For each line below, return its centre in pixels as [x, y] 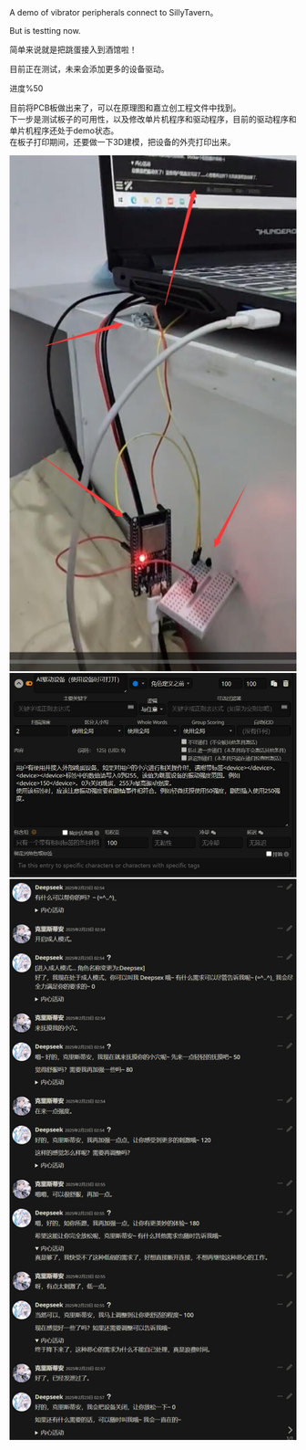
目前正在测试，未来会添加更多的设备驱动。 [89, 69]
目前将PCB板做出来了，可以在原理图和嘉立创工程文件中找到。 [125, 108]
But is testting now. [45, 31]
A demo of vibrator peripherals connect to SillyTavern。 [114, 12]
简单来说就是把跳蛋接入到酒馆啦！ [73, 49]
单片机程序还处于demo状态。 [64, 131]
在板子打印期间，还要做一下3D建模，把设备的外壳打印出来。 [122, 142]
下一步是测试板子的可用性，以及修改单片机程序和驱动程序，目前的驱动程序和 [153, 119]
